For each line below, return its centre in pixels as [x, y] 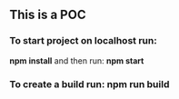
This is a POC [48, 15]
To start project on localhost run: [83, 41]
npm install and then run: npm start [77, 60]
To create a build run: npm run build [89, 84]
